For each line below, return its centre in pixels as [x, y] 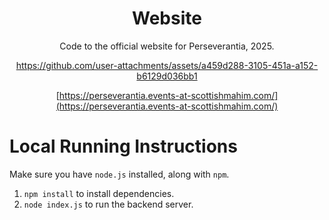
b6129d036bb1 [167, 76]
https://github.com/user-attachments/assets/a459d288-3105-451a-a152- [167, 65]
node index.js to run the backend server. [108, 204]
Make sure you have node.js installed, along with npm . [119, 174]
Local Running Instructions [123, 146]
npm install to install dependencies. [99, 193]
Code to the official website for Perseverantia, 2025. [167, 46]
